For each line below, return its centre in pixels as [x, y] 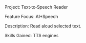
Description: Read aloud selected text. [43, 26]
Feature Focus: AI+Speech [31, 16]
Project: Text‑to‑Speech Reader [36, 7]
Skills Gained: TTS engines [32, 35]
